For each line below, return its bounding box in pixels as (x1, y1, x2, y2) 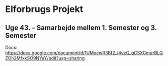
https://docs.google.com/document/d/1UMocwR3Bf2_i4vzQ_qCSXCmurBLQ (5, 50, 163, 55)
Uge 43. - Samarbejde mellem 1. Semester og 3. (5, 23, 157, 32)
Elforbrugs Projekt (5, 3, 83, 15)
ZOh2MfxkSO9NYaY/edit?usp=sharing (5, 55, 85, 61)
